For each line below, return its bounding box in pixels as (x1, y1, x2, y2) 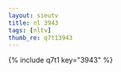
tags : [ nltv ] (8, 26, 52, 34)
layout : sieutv (8, 11, 59, 20)
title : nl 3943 (8, 19, 59, 27)
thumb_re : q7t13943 (8, 33, 73, 42)
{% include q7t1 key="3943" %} (8, 55, 113, 65)
